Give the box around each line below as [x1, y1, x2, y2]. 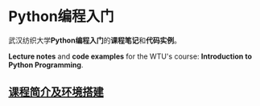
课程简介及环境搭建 [8, 85, 104, 99]
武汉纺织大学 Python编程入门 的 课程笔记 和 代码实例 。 [8, 35, 181, 45]
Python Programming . [8, 59, 84, 69]
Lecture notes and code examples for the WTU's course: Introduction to [8, 51, 252, 61]
